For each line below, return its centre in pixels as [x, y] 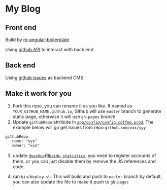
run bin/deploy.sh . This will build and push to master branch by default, [87, 176]
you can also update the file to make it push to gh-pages [71, 182]
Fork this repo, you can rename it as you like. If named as [72, 106]
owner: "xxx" [26, 145]
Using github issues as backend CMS [44, 78]
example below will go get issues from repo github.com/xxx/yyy [79, 127]
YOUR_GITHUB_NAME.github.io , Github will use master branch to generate [87, 111]
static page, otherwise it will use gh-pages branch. [64, 117]
